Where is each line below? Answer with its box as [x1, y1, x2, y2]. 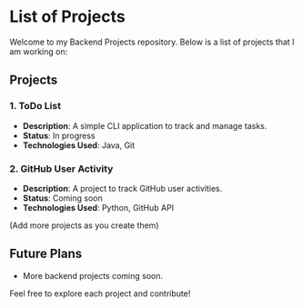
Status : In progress [22, 130, 96, 141]
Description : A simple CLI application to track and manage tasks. [22, 120, 267, 131]
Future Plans [9, 246, 83, 262]
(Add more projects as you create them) [9, 220, 159, 231]
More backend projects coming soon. [22, 270, 164, 281]
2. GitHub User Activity [9, 162, 114, 174]
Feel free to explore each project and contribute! [9, 288, 191, 299]
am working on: [9, 45, 68, 56]
